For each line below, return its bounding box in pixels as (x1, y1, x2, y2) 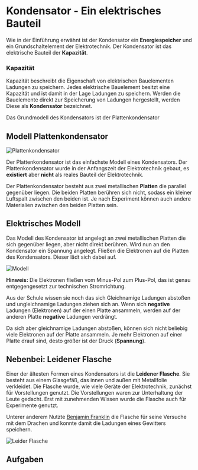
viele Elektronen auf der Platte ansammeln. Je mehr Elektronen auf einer (6, 331, 183, 338)
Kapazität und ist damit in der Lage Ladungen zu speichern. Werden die (6, 90, 181, 97)
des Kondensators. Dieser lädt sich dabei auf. (6, 253, 117, 261)
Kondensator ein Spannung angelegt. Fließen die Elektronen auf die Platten (6, 247, 189, 254)
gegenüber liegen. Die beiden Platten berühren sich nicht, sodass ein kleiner (6, 189, 192, 196)
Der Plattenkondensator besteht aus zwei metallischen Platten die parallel (6, 183, 186, 190)
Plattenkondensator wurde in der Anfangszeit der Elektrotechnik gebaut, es (6, 165, 190, 172)
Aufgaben (6, 455, 44, 465)
